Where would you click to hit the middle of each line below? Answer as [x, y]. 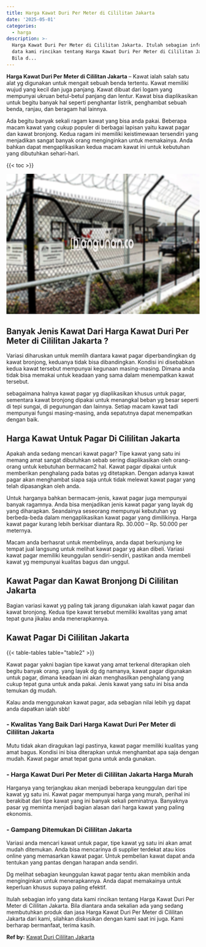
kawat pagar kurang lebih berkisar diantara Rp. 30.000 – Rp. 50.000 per [97, 524]
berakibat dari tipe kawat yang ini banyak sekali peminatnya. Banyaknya [97, 801]
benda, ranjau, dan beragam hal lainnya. [57, 109]
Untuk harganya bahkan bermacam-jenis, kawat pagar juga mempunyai [97, 498]
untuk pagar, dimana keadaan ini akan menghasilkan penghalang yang [95, 677]
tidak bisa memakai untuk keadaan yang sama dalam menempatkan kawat [100, 375]
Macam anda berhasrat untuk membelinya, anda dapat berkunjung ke [94, 542]
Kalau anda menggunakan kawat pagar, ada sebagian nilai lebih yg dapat [99, 702]
